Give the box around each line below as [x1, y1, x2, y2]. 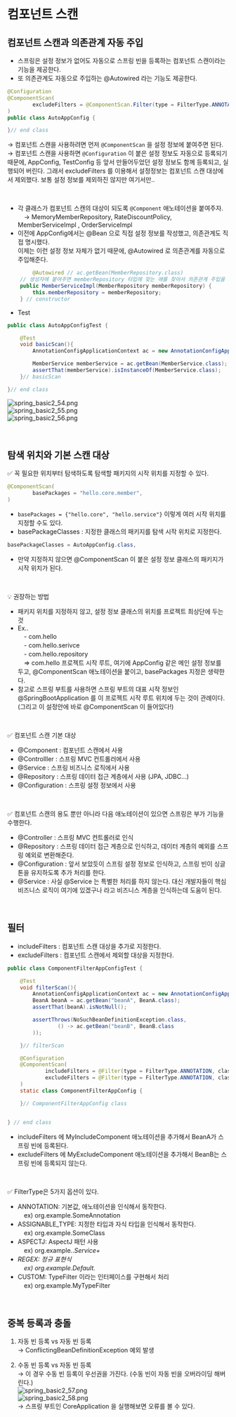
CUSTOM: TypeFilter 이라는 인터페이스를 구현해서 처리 [17, 1272, 170, 1281]
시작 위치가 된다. [17, 563, 63, 572]
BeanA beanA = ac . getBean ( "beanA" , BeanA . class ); [32, 997, 181, 1004]
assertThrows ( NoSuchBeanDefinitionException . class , [32, 1016, 188, 1023]
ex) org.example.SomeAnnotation [23, 1211, 121, 1219]
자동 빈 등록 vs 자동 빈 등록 [17, 1337, 92, 1345]
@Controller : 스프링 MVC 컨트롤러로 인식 [17, 833, 134, 841]
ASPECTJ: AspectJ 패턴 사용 [17, 1237, 99, 1246]
